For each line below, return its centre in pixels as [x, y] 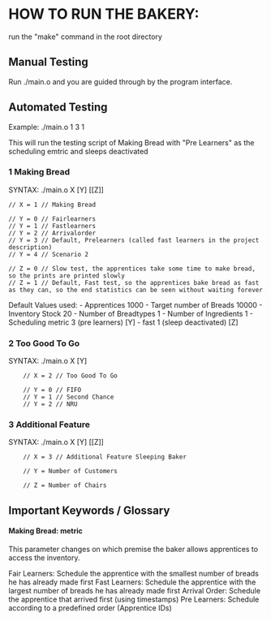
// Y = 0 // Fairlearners [52, 219]
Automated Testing [58, 108]
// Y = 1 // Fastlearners [52, 226]
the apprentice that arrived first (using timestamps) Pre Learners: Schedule [134, 599]
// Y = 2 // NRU [51, 404]
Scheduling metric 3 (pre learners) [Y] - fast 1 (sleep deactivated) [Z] [123, 322]
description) [30, 247]
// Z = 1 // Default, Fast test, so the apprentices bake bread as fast [134, 282]
